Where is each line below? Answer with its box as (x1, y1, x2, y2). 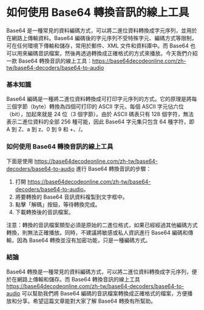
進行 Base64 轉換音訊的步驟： (75, 165, 152, 172)
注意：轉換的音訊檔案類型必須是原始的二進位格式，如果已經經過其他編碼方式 (6, 221, 198, 229)
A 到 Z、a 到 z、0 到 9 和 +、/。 (6, 126, 86, 133)
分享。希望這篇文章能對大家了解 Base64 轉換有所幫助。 (16, 297, 157, 305)
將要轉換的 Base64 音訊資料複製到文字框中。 (15, 193, 128, 201)
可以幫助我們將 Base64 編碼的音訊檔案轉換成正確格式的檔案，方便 (21, 289, 188, 297)
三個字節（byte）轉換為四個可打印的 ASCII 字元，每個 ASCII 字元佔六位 (6, 103, 184, 110)
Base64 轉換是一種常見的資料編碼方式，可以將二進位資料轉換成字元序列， (6, 268, 192, 275)
